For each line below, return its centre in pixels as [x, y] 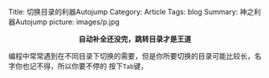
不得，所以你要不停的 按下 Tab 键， [92, 66]
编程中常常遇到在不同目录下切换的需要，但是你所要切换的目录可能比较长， [131, 56]
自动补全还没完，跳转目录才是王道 [135, 39]
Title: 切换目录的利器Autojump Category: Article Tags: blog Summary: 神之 [131, 12]
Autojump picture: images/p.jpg [67, 22]
